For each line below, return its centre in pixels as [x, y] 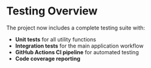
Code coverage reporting [47, 58]
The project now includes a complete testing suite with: [75, 28]
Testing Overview [52, 11]
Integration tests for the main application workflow [79, 46]
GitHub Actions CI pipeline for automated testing [77, 52]
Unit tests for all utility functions [55, 39]
